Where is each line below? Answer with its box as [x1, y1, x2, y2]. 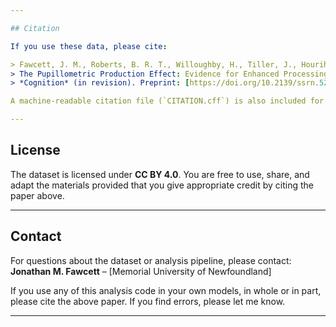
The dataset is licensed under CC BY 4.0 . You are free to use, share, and [10, 168, 310, 180]
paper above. [10, 189, 65, 201]
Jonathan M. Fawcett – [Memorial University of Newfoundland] [10, 265, 272, 277]
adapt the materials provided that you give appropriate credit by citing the [10, 179, 314, 191]
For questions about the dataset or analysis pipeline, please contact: [10, 254, 292, 266]
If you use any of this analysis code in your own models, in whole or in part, [10, 284, 322, 296]
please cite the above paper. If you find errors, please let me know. [10, 295, 286, 307]
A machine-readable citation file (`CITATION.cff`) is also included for [10, 96, 325, 106]
